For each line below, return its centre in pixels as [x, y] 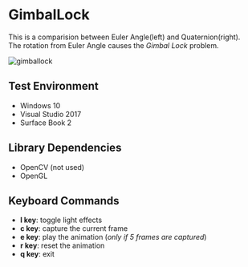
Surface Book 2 [46, 123]
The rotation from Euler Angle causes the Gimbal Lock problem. [114, 45]
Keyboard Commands [64, 201]
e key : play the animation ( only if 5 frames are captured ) [113, 237]
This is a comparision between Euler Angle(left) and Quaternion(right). [124, 37]
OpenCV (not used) [52, 167]
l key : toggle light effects [61, 220]
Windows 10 [40, 105]
